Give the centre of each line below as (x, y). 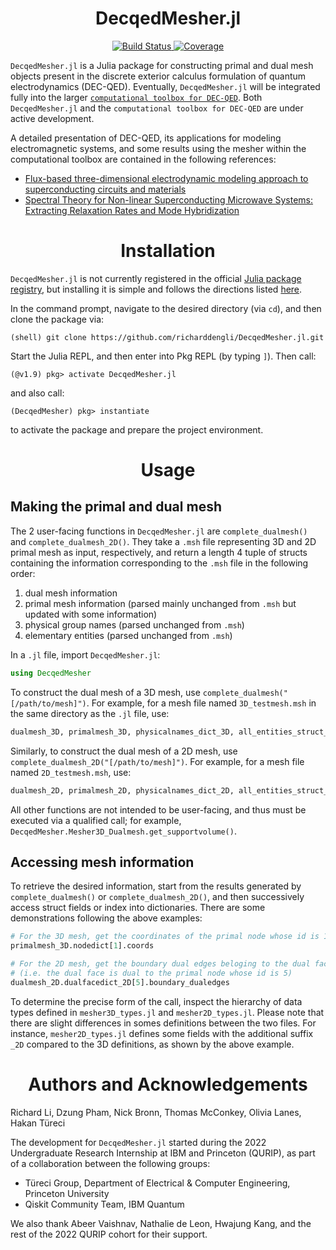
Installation (168, 251)
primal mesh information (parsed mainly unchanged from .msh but (160, 603)
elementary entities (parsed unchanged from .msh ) (128, 635)
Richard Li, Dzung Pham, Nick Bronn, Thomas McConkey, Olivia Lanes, (156, 1112)
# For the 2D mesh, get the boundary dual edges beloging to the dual (160, 964)
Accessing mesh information (102, 862)
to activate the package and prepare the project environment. (137, 429)
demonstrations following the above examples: (106, 918)
